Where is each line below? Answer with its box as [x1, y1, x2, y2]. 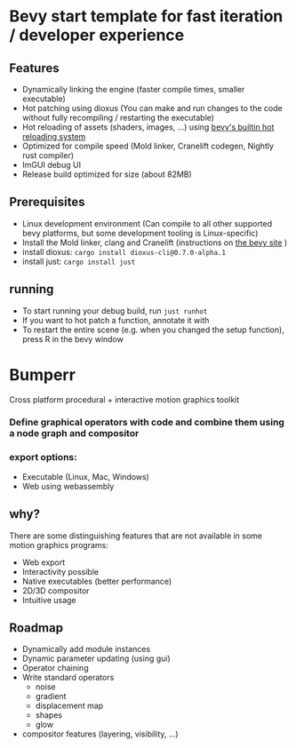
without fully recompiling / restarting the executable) [21, 113, 215, 123]
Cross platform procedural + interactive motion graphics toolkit [9, 394, 240, 405]
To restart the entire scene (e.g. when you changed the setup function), [21, 324, 284, 335]
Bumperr [9, 364, 76, 385]
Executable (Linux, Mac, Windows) [21, 471, 149, 481]
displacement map [35, 700, 104, 712]
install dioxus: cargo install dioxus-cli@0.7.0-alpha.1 [21, 246, 227, 257]
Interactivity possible [21, 566, 100, 577]
